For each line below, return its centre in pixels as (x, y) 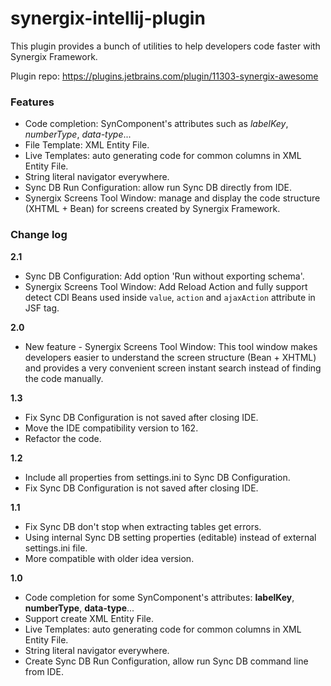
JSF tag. (42, 308)
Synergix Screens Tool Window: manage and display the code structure (172, 198)
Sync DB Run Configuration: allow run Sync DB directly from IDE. (158, 188)
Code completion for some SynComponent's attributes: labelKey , (159, 597)
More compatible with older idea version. (109, 558)
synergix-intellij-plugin (108, 18)
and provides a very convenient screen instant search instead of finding (173, 368)
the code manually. (64, 378)
